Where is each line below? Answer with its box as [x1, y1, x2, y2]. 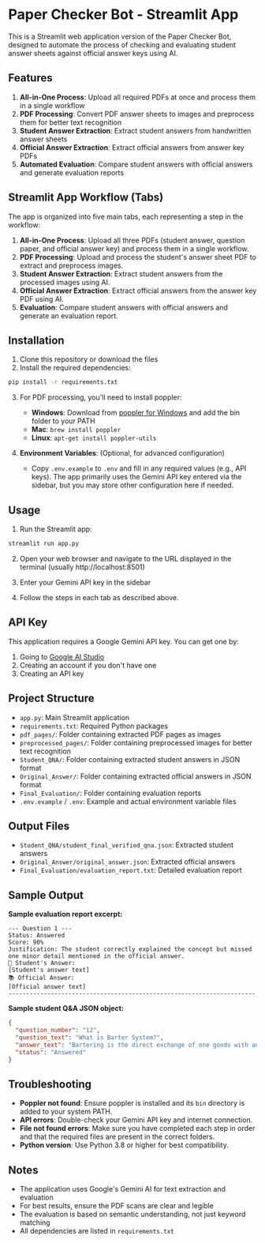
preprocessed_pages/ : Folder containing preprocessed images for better [19, 738, 252, 747]
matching [19, 1218, 50, 1227]
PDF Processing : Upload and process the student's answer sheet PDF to [19, 252, 256, 261]
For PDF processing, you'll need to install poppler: [19, 392, 182, 402]
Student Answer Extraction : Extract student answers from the [19, 269, 223, 278]
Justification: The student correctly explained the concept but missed [8, 945, 252, 953]
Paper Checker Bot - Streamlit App [8, 6, 239, 24]
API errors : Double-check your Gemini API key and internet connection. [19, 1115, 253, 1125]
